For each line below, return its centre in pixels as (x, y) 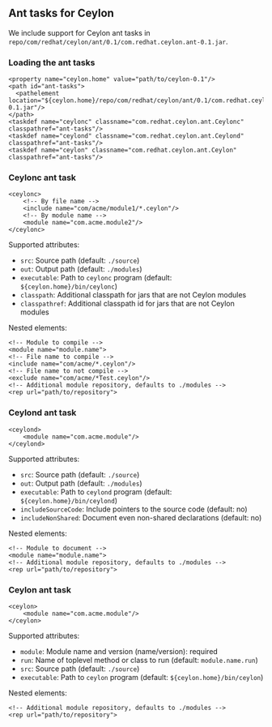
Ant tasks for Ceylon (62, 13)
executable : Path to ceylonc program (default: (96, 278)
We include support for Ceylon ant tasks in (80, 32)
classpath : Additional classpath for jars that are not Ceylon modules (133, 295)
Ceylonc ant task (42, 177)
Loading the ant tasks (52, 62)
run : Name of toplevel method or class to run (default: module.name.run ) (139, 660)
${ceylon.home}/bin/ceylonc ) (69, 286)
